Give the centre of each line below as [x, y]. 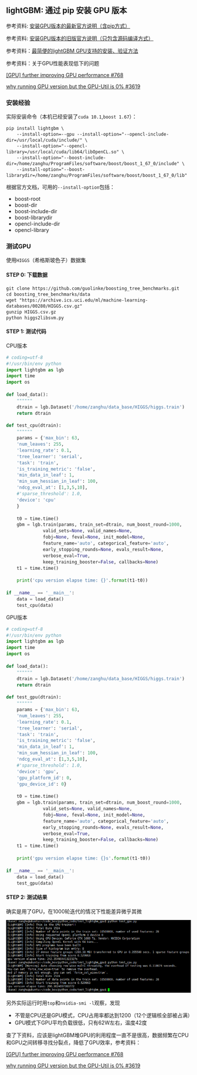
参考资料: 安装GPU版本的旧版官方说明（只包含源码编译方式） [80, 38]
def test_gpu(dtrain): [34, 697]
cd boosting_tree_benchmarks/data [48, 294]
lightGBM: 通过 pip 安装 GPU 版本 [67, 11]
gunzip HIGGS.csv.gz [31, 312]
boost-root [28, 199]
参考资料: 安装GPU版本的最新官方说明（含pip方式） [68, 26]
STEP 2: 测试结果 [27, 897]
